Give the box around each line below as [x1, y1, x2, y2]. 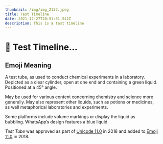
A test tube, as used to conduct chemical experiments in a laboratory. [5, 74, 145, 80]
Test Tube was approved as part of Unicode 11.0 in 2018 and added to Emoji [5, 128, 158, 134]
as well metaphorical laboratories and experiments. [5, 104, 109, 110]
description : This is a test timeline [5, 21, 84, 26]
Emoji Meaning [5, 61, 51, 69]
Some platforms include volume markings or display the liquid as [5, 114, 136, 120]
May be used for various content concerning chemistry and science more [5, 94, 153, 100]
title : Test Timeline [5, 12, 49, 17]
